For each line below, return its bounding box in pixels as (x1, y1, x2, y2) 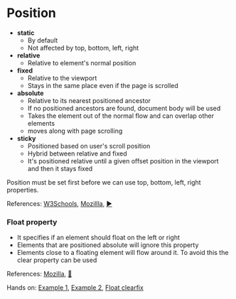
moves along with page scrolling (27, 126, 123, 135)
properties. (6, 185, 39, 194)
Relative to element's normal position (27, 58, 136, 67)
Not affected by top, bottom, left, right (27, 43, 139, 52)
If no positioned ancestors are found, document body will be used (27, 104, 221, 112)
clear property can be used (16, 256, 97, 264)
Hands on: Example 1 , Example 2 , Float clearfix (6, 283, 144, 292)
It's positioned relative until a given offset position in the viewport (27, 156, 219, 165)
